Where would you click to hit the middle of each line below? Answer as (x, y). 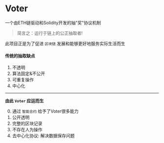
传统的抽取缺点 (20, 56)
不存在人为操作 (27, 130)
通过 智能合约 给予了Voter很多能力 (45, 111)
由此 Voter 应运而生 (24, 101)
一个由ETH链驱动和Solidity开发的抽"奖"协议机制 (53, 23)
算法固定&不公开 (29, 73)
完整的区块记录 (27, 123)
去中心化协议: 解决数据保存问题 (43, 136)
